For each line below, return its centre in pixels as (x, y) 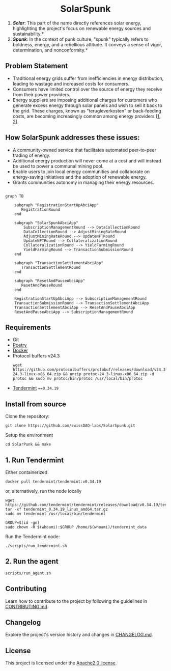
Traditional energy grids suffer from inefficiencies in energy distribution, (88, 78)
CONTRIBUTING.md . (27, 606)
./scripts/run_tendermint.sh (36, 546)
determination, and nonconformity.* (50, 50)
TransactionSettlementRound (51, 267)
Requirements (28, 327)
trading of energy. (32, 155)
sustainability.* (28, 34)
